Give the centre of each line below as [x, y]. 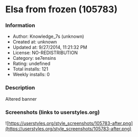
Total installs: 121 [30, 69]
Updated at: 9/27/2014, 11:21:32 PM [50, 48]
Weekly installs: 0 [31, 75]
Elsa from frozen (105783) [61, 9]
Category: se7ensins [34, 58]
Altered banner [21, 99]
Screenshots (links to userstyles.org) [53, 112]
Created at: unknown [35, 42]
